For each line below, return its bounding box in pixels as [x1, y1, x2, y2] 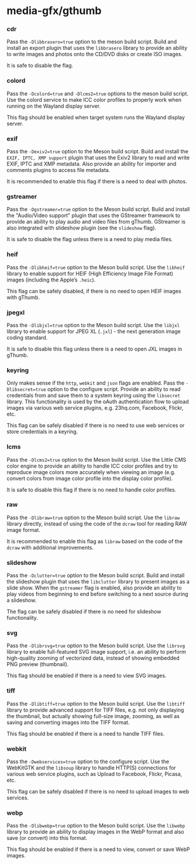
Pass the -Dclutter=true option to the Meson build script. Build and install [6, 572, 185, 579]
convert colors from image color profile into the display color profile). [6, 475, 173, 482]
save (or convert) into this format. [6, 835, 88, 842]
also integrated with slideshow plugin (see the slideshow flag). [6, 224, 157, 232]
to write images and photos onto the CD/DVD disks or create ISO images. [6, 51, 183, 58]
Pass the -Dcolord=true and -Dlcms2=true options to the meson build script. [6, 90, 189, 97]
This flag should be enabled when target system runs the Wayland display [6, 114, 185, 121]
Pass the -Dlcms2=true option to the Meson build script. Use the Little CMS [6, 456, 187, 463]
